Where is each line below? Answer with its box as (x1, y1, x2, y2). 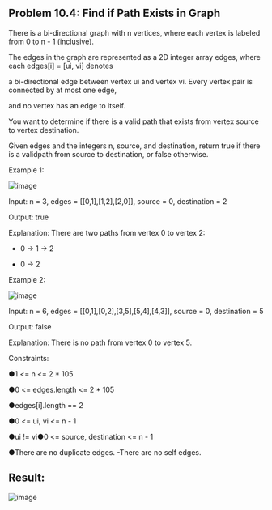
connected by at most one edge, (8, 85, 117, 95)
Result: (8, 471, 45, 485)
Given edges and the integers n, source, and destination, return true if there (8, 141, 261, 151)
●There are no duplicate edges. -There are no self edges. (8, 447, 202, 457)
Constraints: (8, 353, 49, 363)
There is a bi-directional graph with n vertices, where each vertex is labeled (8, 28, 261, 37)
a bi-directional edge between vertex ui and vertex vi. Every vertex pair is (8, 76, 253, 86)
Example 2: (8, 274, 46, 284)
